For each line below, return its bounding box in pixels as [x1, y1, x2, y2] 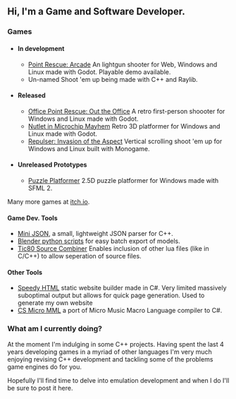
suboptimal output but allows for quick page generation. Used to [17, 291, 205, 299]
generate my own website [17, 299, 93, 307]
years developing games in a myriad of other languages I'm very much [7, 347, 213, 356]
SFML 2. [27, 184, 53, 192]
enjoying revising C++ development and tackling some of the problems [7, 355, 213, 363]
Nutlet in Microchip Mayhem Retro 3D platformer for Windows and [27, 121, 221, 130]
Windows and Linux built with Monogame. [27, 144, 150, 153]
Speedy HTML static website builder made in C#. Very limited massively [17, 284, 227, 292]
